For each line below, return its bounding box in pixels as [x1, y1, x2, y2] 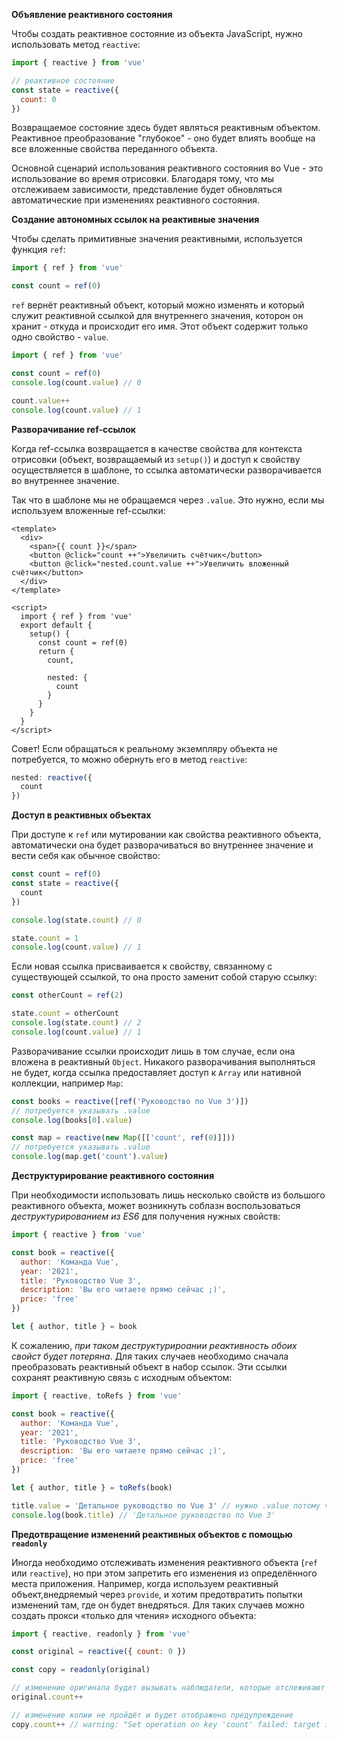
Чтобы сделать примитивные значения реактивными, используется [11, 233, 303, 245]
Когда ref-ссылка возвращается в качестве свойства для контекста [11, 442, 303, 454]
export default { [20, 620, 93, 630]
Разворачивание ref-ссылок [11, 423, 136, 435]
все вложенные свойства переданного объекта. [11, 143, 218, 155]
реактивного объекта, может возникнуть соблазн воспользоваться [11, 1200, 301, 1211]
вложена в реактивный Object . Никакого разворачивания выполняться [11, 1055, 316, 1068]
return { [37, 646, 75, 656]
